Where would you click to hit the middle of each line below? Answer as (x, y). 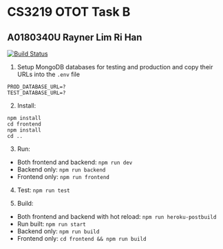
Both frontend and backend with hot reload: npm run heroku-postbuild (117, 216)
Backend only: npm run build (58, 231)
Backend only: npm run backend (61, 169)
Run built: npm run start (51, 224)
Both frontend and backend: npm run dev (75, 162)
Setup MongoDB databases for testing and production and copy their (115, 67)
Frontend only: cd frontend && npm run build (82, 238)
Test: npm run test (43, 190)
